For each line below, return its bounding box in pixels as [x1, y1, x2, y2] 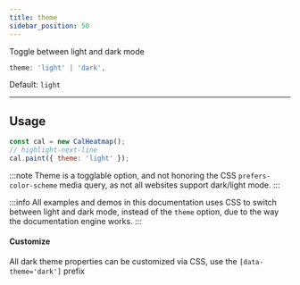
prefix [63, 265, 86, 277]
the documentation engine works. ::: [9, 215, 142, 226]
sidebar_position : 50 [9, 21, 90, 30]
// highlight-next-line [9, 146, 98, 155]
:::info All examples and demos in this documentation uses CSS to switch [9, 197, 277, 207]
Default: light [9, 80, 61, 90]
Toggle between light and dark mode [9, 46, 145, 56]
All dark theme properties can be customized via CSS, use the [9, 256, 238, 267]
